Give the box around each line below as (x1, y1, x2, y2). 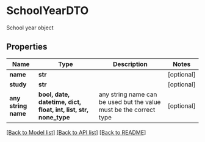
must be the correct (98, 105, 156, 114)
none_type (38, 113, 70, 121)
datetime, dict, (38, 97, 81, 106)
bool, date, (38, 90, 70, 99)
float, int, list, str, (38, 105, 88, 114)
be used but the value (98, 97, 161, 106)
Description (112, 59, 148, 68)
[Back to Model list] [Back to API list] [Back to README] (6, 129, 146, 136)
